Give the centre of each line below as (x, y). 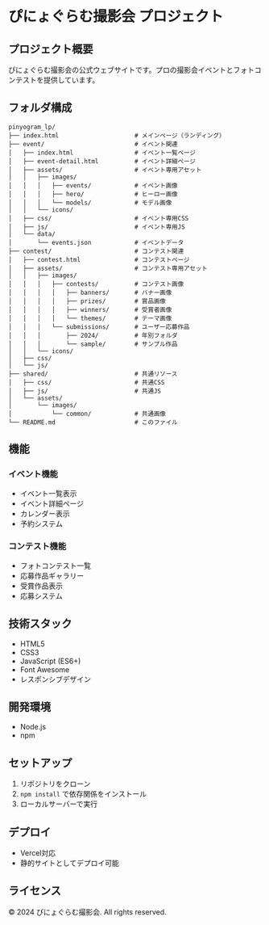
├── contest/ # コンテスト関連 (96, 251)
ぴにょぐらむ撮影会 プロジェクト (116, 17)
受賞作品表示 (41, 586)
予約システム (41, 523)
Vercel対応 (38, 853)
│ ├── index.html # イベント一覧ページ (102, 153)
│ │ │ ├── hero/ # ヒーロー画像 (93, 194)
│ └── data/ (32, 234)
